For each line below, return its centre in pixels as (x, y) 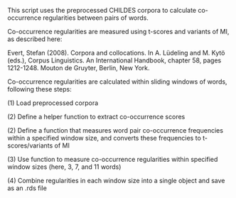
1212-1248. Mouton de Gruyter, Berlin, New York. (79, 68)
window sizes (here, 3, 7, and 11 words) (64, 167)
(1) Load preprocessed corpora (53, 103)
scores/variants (30, 145)
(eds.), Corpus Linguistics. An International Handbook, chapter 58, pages (114, 60)
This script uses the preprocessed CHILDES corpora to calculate (102, 10)
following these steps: (40, 89)
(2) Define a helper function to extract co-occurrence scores (96, 117)
